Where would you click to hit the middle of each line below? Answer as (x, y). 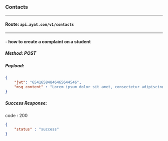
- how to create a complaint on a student (48, 42)
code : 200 (16, 115)
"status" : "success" (36, 129)
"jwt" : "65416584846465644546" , (48, 82)
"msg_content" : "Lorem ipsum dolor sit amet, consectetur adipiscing (89, 87)
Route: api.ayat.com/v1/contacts (39, 24)
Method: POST (21, 53)
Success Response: (26, 103)
